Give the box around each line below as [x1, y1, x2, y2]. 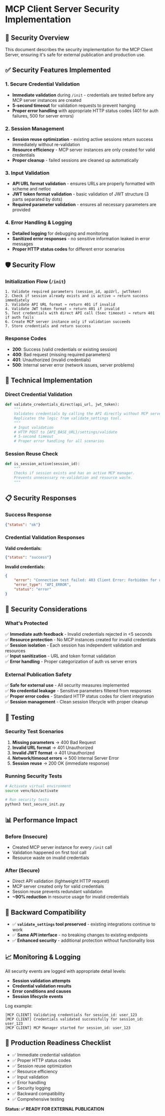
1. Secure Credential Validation [5, 81, 80, 88]
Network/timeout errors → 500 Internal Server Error [12, 755, 119, 761]
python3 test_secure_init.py [5, 802, 65, 806]
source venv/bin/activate [5, 788, 58, 793]
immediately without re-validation [12, 141, 80, 147]
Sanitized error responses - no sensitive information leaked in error [12, 235, 150, 242]
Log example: [5, 1003, 33, 1009]
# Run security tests [5, 797, 50, 802]
